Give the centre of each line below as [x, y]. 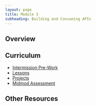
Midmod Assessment [34, 83]
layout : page [18, 10]
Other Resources [32, 98]
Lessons [21, 72]
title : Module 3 [22, 14]
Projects [21, 78]
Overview [20, 39]
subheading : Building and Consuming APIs [48, 19]
